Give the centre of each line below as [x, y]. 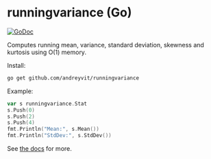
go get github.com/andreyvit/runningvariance [73, 78]
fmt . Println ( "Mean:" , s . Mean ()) [53, 129]
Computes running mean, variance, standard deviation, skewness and [105, 45]
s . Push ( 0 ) [21, 110]
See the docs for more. [39, 149]
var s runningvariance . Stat [47, 103]
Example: [20, 91]
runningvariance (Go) [70, 13]
